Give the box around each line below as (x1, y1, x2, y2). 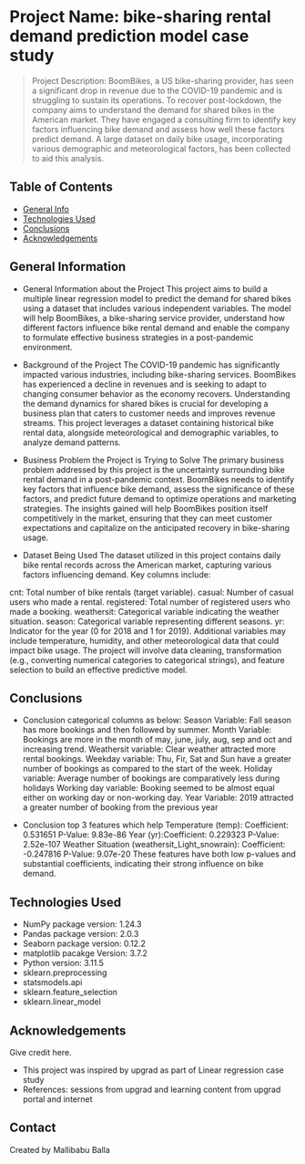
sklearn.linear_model (22, 996, 102, 1007)
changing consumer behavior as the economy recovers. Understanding (22, 388, 291, 399)
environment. (22, 341, 73, 352)
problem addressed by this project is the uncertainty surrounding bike (22, 463, 285, 475)
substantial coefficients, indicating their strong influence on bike (22, 858, 264, 869)
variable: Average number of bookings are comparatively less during (22, 773, 280, 784)
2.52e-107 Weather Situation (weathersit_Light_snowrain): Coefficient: (22, 839, 286, 850)
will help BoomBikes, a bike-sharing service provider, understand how (22, 312, 285, 323)
